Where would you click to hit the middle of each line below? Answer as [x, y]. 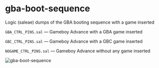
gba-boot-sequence [48, 9]
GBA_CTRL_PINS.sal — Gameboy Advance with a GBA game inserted [74, 32]
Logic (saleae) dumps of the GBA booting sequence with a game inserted [80, 22]
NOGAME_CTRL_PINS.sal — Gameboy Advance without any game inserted [78, 51]
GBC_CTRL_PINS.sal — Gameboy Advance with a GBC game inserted [74, 41]
